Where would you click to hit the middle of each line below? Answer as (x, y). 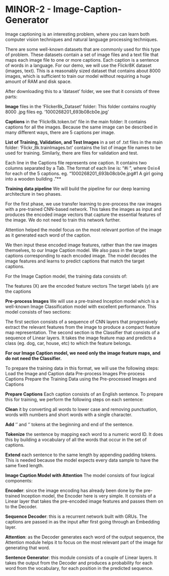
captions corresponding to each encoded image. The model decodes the (81, 255)
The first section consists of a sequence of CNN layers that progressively (81, 322)
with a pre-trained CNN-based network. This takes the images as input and (83, 209)
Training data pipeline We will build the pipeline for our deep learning (78, 189)
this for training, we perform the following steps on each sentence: (74, 399)
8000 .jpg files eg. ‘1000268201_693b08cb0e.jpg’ (57, 112)
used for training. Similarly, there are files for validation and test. (72, 153)
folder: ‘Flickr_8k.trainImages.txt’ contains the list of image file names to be (83, 147)
